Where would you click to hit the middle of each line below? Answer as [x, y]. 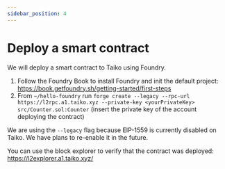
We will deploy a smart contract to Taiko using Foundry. [87, 67]
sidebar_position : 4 [37, 14]
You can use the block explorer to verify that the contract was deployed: [110, 151]
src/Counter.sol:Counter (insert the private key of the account [107, 109]
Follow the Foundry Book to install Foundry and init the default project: [118, 81]
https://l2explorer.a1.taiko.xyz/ [50, 158]
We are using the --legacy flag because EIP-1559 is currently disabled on [112, 130]
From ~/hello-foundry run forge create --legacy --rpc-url [103, 95]
